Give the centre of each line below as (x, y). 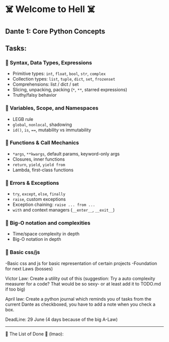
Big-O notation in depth (37, 239)
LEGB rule (23, 119)
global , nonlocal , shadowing (42, 124)
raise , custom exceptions (39, 199)
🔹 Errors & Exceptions (32, 183)
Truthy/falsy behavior (34, 95)
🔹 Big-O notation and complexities (48, 223)
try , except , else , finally (39, 194)
